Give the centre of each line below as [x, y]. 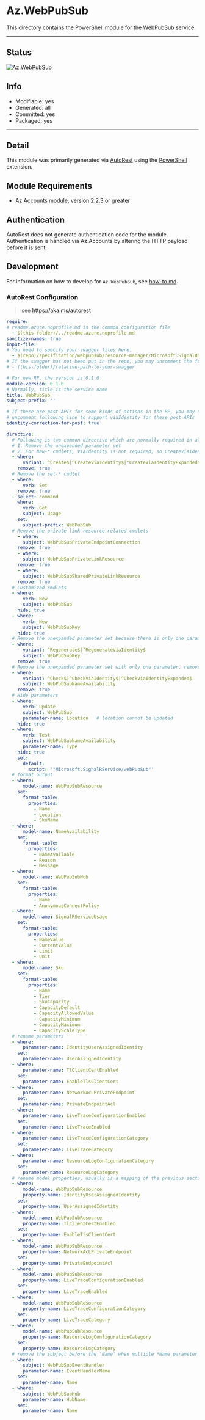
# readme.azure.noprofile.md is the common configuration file [88, 327]
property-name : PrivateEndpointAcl [68, 1263]
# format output [32, 775]
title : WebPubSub [28, 395]
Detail [18, 145]
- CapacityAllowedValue [64, 1014]
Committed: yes [35, 114]
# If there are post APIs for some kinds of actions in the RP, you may [101, 412]
